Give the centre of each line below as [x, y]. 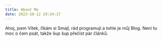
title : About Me [22, 10]
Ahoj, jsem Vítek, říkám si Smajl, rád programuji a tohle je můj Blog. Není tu [81, 28]
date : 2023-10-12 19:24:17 [33, 14]
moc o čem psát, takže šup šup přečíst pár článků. [57, 33]
